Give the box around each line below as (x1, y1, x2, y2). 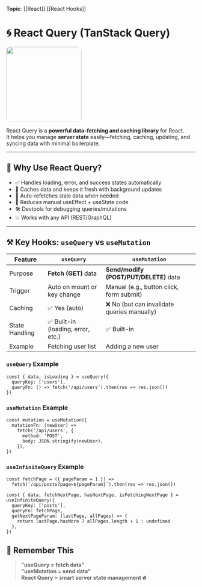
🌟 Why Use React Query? (6, 163, 102, 173)
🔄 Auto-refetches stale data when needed (14, 192, 119, 199)
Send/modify (105, 265, 144, 273)
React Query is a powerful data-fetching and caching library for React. (6, 126, 185, 134)
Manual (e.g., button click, (105, 282, 179, 291)
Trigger (9, 286, 30, 294)
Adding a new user (105, 342, 159, 350)
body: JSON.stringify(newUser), (22, 438, 103, 444)
